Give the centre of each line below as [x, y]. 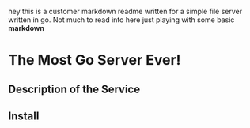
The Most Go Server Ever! [95, 60]
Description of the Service [74, 89]
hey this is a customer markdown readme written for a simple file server [125, 11]
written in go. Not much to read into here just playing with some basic [121, 20]
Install [24, 116]
